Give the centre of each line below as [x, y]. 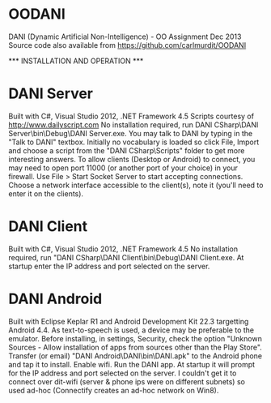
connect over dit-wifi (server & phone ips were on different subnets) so [127, 381]
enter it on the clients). [46, 193]
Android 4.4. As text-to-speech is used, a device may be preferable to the [131, 330]
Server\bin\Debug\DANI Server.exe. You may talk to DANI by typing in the [131, 133]
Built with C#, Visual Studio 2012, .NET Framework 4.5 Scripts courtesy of [131, 116]
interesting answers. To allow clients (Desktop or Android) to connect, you [132, 159]
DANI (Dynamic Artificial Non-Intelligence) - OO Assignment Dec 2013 [125, 36]
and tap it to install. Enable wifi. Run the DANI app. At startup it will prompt [132, 364]
